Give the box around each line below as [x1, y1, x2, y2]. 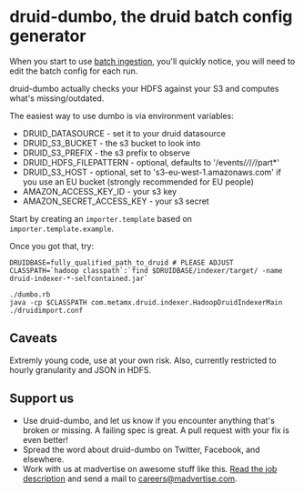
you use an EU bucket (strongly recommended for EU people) [22, 176, 255, 187]
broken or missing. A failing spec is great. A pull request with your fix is [22, 425, 289, 436]
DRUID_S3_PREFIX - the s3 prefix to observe [22, 147, 191, 158]
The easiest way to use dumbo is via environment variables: [9, 110, 234, 121]
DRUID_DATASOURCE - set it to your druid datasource [22, 127, 226, 138]
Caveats [9, 330, 57, 347]
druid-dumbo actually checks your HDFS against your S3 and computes [9, 83, 279, 94]
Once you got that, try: [9, 240, 95, 251]
